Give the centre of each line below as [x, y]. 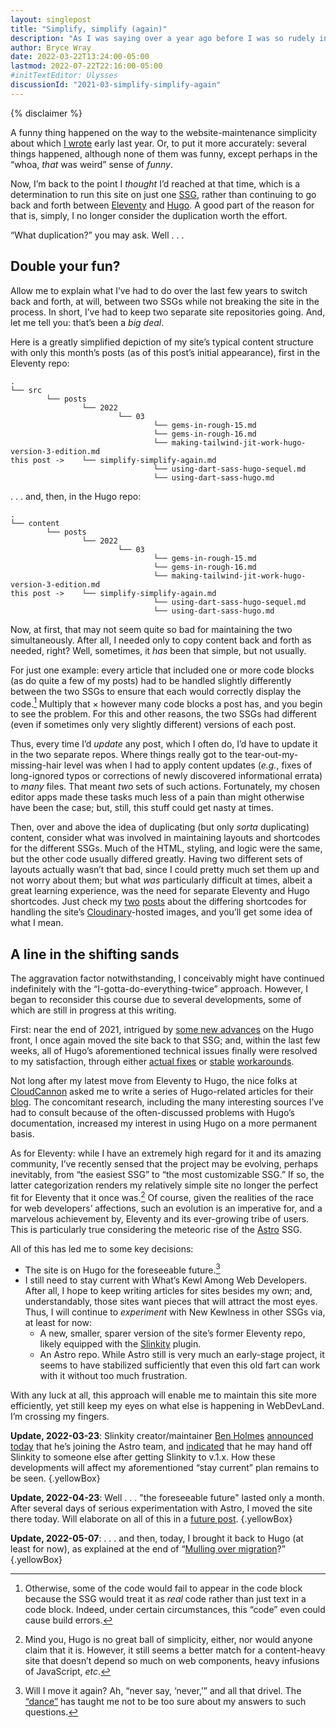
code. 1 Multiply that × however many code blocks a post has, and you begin [166, 703]
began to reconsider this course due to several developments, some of [156, 1000]
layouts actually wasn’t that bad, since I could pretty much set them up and [165, 870]
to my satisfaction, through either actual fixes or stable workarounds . [152, 1062]
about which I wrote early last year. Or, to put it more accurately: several [158, 143]
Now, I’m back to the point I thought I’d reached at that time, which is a [155, 183]
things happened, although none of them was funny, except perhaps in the [164, 153]
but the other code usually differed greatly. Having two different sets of [156, 859]
